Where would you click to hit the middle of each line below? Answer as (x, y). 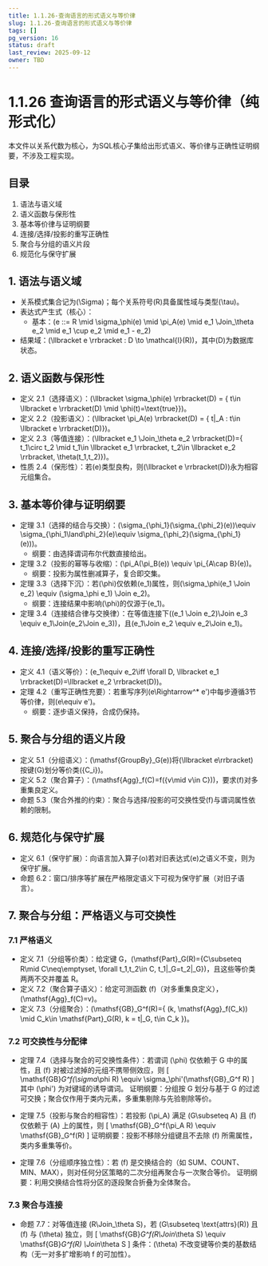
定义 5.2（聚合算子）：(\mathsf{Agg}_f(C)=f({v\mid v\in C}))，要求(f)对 (135, 779)
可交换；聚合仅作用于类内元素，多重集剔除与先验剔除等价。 (118, 1098)
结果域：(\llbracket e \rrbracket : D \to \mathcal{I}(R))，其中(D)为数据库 (136, 341)
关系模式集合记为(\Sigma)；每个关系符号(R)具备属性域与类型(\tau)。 (132, 302)
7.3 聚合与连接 (35, 1205)
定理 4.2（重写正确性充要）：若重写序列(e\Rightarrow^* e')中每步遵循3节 (138, 692)
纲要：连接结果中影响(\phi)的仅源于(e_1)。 (100, 604)
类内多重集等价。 (48, 1146)
